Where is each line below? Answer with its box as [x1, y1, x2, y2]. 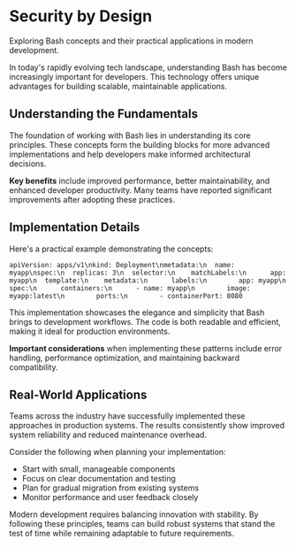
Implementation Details [9, 220, 140, 235]
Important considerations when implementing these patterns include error [9, 343, 283, 353]
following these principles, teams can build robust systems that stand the [9, 519, 276, 529]
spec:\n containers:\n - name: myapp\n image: [9, 283, 251, 293]
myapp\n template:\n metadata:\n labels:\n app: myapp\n [9, 276, 287, 285]
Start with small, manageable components [21, 464, 176, 474]
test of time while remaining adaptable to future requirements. [9, 528, 235, 539]
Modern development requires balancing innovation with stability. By [9, 509, 259, 520]
